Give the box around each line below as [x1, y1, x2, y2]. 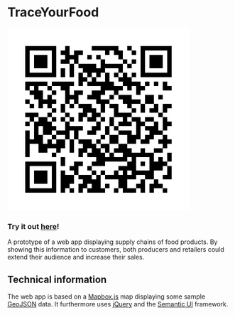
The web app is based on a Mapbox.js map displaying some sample [7, 292, 206, 301]
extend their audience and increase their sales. [7, 253, 145, 262]
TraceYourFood [7, 4, 99, 21]
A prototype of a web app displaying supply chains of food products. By [7, 237, 218, 246]
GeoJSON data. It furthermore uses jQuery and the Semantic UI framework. [7, 300, 229, 309]
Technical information [7, 273, 107, 285]
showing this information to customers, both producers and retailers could [7, 245, 225, 254]
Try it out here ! [7, 221, 60, 231]
